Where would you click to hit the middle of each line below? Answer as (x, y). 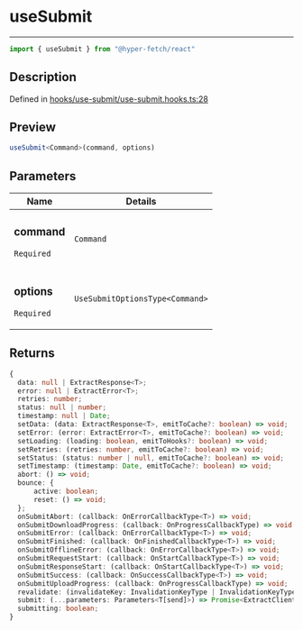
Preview (33, 128)
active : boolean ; (66, 492)
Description (43, 77)
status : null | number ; (62, 407)
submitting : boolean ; (58, 609)
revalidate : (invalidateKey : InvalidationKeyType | (117, 592)
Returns (32, 353)
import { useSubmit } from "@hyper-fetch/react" (102, 49)
